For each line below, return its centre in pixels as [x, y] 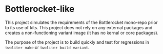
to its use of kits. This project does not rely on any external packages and [79, 27]
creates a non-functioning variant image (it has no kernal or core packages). [82, 33]
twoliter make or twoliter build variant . [47, 47]
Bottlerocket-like [40, 9]
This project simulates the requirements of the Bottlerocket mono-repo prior [81, 22]
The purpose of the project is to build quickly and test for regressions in [77, 42]
